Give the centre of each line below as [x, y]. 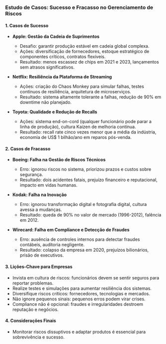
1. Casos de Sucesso [27, 25]
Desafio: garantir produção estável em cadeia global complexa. [84, 46]
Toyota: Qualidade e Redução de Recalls [55, 112]
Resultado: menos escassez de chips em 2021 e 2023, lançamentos [89, 62]
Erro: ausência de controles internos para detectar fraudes [80, 239]
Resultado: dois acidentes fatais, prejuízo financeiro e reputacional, [88, 180]
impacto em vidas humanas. [49, 185]
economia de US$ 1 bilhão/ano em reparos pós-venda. [76, 138]
